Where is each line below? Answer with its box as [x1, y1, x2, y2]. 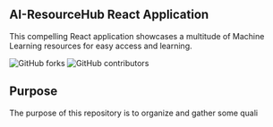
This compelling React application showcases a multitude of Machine [9, 30, 265, 41]
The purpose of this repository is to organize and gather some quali [9, 107, 259, 118]
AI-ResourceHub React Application [9, 7, 209, 22]
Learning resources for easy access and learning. [9, 40, 192, 51]
